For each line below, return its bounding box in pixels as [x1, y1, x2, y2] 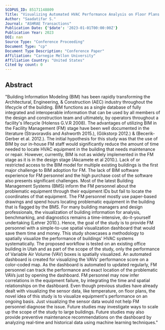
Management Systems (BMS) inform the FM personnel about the [5, 183, 136, 189]
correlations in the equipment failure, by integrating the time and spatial [5, 277, 150, 283]
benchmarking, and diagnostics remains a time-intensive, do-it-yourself [5, 214, 151, 220]
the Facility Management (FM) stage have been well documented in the [5, 125, 150, 131]
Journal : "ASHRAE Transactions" [5, 21, 71, 26]
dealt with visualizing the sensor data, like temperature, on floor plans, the [5, 288, 156, 294]
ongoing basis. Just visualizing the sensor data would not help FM [5, 298, 139, 304]
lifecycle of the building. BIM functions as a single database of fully [5, 104, 141, 110]
